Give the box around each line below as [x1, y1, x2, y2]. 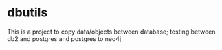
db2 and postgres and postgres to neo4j [7, 34, 122, 42]
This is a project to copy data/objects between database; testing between [7, 27, 216, 36]
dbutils [7, 5, 48, 21]
